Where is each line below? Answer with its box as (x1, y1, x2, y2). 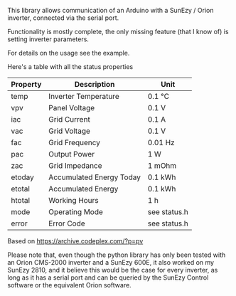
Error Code (48, 218, 85, 228)
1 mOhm (147, 161, 177, 170)
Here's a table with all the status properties (7, 63, 134, 70)
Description (74, 80, 115, 89)
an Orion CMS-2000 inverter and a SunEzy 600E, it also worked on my (7, 258, 215, 266)
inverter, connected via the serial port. (7, 14, 119, 22)
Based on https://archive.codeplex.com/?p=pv (7, 237, 144, 245)
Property (11, 80, 42, 89)
